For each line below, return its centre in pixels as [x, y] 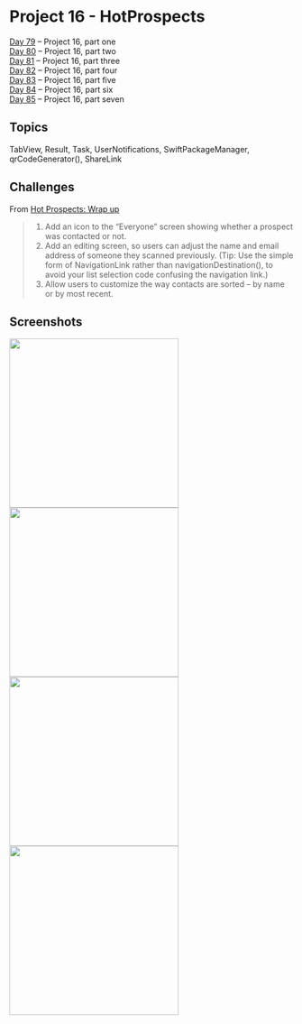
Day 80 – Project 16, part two [63, 51]
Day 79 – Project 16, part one [63, 42]
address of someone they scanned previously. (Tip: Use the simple [169, 255]
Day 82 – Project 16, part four [64, 70]
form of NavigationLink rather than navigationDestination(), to [159, 264]
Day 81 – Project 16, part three [64, 60]
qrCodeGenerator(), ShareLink [66, 159]
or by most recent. [79, 293]
